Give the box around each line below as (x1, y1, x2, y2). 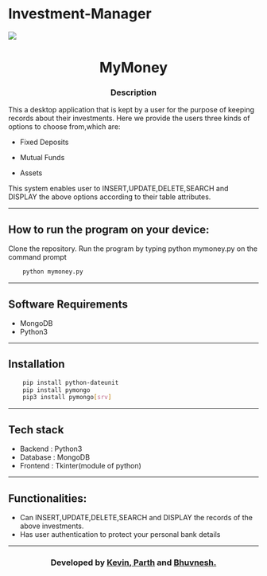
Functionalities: (8, 492, 87, 505)
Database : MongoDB (19, 453, 90, 462)
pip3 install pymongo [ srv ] (22, 394, 112, 402)
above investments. (19, 521, 84, 531)
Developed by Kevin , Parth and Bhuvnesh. (50, 557, 217, 568)
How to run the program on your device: (8, 222, 210, 236)
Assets (19, 168, 43, 178)
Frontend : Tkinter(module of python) (19, 461, 141, 471)
